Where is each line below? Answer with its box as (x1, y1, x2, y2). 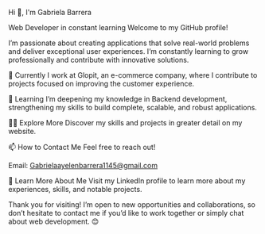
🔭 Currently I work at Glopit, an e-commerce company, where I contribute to (8, 71, 258, 79)
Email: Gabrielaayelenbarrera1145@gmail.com (8, 161, 158, 170)
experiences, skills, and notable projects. (8, 185, 142, 194)
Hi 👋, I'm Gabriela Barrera (8, 8, 92, 17)
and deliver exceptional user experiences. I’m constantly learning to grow (8, 47, 249, 56)
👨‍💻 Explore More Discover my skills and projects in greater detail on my (8, 118, 243, 127)
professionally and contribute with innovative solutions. (8, 56, 189, 64)
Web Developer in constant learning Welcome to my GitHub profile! (8, 23, 228, 32)
